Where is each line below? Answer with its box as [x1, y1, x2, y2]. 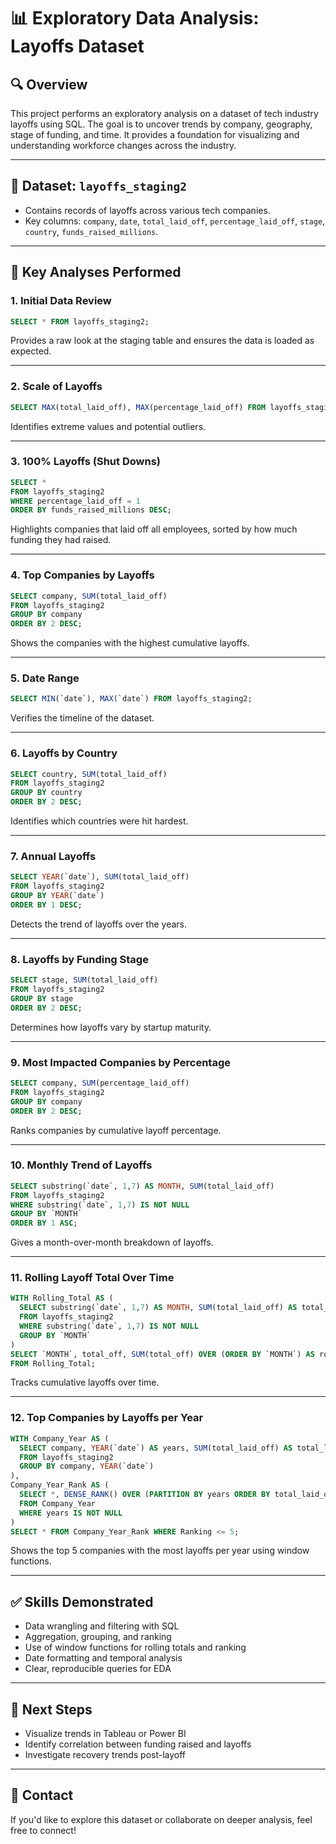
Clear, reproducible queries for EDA [24, 1663, 172, 1675]
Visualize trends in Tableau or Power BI [24, 1728, 187, 1740]
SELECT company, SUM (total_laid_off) [10, 591, 168, 601]
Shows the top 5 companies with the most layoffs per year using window [10, 1545, 310, 1557]
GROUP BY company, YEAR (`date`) [19, 1461, 155, 1472]
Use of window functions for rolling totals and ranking [24, 1641, 247, 1654]
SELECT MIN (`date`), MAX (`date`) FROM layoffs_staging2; [10, 694, 253, 704]
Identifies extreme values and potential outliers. [10, 420, 207, 432]
